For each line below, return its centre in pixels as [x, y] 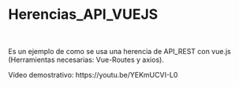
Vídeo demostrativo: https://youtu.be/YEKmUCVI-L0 [93, 74]
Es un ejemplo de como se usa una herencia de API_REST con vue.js [119, 51]
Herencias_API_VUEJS [83, 14]
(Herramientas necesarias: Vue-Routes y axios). [86, 60]
